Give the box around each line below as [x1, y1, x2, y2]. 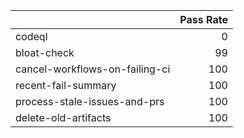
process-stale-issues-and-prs [15, 95, 165, 108]
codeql [15, 30, 48, 43]
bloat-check [15, 46, 75, 59]
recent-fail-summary [15, 79, 117, 92]
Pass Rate [179, 13, 228, 26]
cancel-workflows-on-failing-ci [15, 62, 171, 76]
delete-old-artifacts [15, 111, 112, 124]
